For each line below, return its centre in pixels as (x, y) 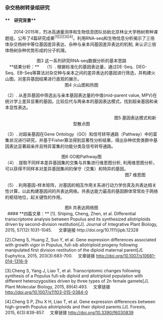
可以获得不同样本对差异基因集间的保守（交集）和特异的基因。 (67, 168)
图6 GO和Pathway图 (81, 156)
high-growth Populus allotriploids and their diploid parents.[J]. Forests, (76, 306)
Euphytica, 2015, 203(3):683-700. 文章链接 (50, 255)
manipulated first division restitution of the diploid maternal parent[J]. (74, 250)
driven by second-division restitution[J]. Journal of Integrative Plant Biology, (81, 224)
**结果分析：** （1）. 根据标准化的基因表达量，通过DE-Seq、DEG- (78, 67)
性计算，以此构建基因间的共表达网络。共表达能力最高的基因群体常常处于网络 (81, 191)
